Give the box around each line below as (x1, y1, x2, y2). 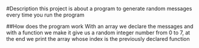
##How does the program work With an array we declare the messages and (6, 23, 194, 30)
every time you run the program (6, 11, 85, 18)
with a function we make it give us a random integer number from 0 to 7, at (6, 29, 191, 36)
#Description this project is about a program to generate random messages (6, 5, 192, 12)
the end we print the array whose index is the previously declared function (6, 36, 190, 42)
